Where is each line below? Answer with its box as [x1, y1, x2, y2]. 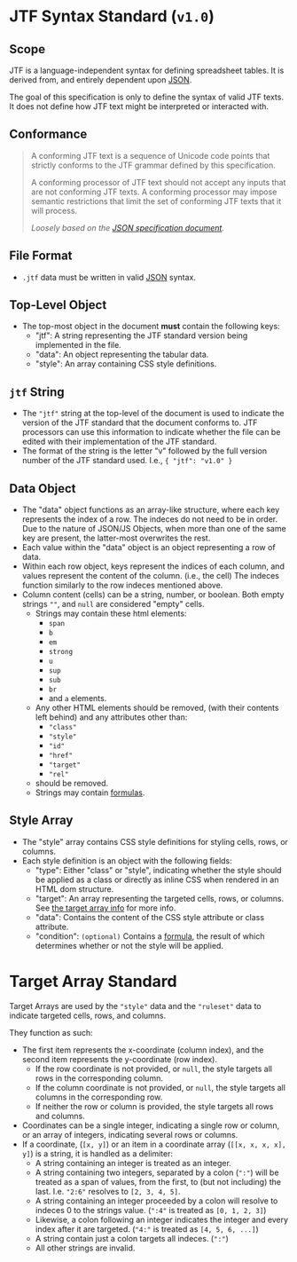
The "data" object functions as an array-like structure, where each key [21, 504, 280, 516]
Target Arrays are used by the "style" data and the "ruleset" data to [9, 1000, 262, 1011]
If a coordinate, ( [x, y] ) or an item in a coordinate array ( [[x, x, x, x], [21, 1139, 286, 1149]
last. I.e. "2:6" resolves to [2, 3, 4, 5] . [35, 1186, 181, 1196]
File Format [9, 248, 73, 264]
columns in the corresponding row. [35, 1092, 163, 1102]
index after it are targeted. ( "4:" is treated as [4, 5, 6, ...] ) [35, 1223, 259, 1234]
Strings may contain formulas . [35, 787, 145, 798]
